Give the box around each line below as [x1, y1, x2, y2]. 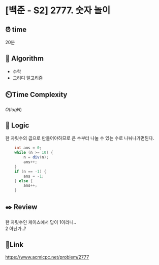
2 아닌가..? [5, 225, 26, 231]
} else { [14, 178, 33, 183]
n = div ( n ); [23, 155, 49, 160]
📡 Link [5, 241, 24, 249]
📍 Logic [5, 121, 29, 130]
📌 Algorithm [5, 54, 44, 63]
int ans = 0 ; [14, 145, 42, 150]
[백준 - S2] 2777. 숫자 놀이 [5, 5, 111, 16]
